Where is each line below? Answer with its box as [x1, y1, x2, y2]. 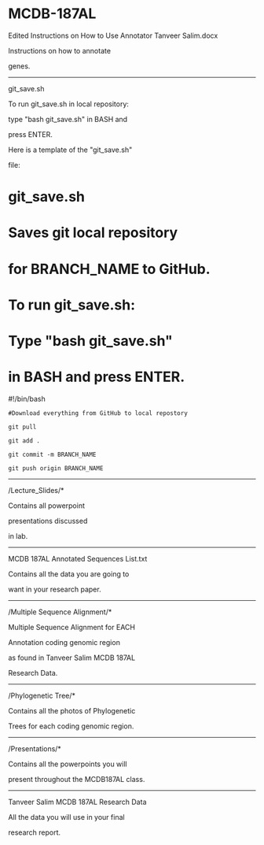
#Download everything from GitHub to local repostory [8, 409, 189, 417]
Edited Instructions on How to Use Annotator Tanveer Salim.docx [8, 31, 218, 40]
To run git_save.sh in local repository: [8, 99, 130, 109]
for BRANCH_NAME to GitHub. [8, 260, 211, 278]
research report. [8, 828, 61, 837]
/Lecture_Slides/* [8, 485, 64, 495]
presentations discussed [8, 516, 88, 525]
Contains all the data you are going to [8, 569, 130, 579]
